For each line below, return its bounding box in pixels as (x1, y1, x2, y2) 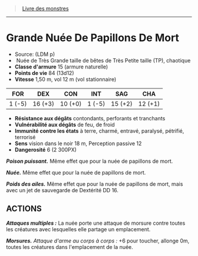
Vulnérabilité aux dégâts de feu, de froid (14, 121, 115, 128)
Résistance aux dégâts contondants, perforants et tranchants (14, 114, 166, 122)
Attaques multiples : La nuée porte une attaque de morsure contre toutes (6, 219, 186, 227)
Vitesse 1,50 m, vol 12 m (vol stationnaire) (14, 76, 117, 83)
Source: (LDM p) (14, 50, 55, 58)
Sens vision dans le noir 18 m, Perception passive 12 (14, 140, 142, 147)
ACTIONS (6, 204, 42, 214)
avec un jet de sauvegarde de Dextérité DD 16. (6, 186, 119, 193)
